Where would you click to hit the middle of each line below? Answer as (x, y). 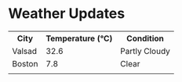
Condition (146, 38)
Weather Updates (67, 14)
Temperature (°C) (79, 38)
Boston (25, 63)
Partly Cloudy (146, 51)
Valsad (25, 51)
